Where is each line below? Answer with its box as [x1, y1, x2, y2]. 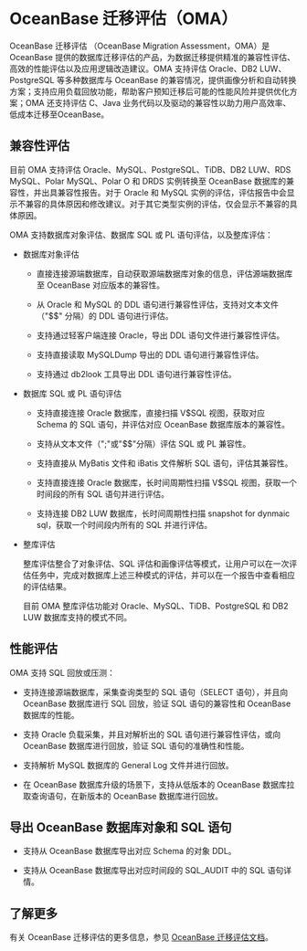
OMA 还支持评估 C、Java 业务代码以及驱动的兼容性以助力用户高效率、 [25, 97, 291, 108]
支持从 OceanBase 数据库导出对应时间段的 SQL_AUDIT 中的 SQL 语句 [22, 865, 284, 876]
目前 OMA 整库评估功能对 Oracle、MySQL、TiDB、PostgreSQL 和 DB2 [22, 600, 290, 611]
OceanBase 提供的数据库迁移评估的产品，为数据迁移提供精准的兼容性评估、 [9, 51, 295, 62]
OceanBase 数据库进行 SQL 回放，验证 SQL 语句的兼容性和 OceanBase [22, 698, 291, 709]
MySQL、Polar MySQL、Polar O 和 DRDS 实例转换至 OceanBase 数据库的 [9, 175, 287, 186]
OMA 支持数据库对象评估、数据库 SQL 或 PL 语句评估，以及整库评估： [9, 229, 274, 240]
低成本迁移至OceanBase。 [9, 109, 110, 120]
